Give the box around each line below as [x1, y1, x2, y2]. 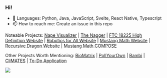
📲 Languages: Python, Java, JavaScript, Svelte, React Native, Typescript [12, 15, 162, 21]
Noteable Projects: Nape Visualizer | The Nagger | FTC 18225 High [5, 32, 142, 38]
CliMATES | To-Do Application [5, 58, 67, 64]
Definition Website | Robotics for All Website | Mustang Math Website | [5, 38, 150, 44]
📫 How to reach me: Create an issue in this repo [12, 21, 113, 27]
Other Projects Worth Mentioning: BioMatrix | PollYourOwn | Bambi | [5, 53, 145, 59]
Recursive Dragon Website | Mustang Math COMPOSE [5, 43, 117, 49]
